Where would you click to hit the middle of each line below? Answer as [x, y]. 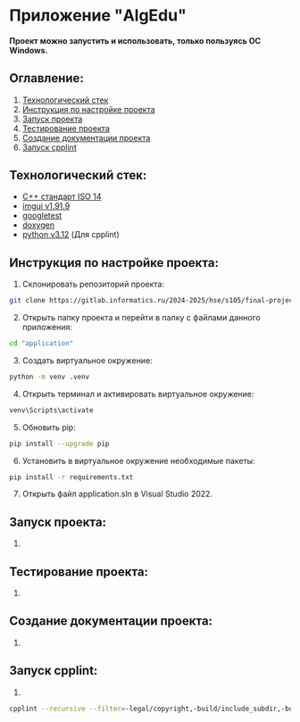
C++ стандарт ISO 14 [62, 196]
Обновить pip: [49, 427]
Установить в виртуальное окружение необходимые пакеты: [139, 461]
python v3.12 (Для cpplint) [71, 235]
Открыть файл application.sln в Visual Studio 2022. [117, 494]
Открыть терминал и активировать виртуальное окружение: [138, 394]
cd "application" [42, 344]
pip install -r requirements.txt [71, 477]
